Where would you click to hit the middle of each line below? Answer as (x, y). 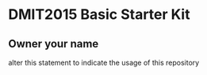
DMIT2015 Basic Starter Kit (99, 15)
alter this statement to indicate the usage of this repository (104, 62)
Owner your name (54, 44)
